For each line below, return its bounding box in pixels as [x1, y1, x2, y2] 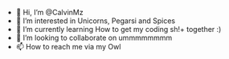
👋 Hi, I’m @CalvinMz [15, 8, 84, 17]
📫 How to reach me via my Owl [15, 42, 121, 51]
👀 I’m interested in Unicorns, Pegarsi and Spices [15, 16, 176, 26]
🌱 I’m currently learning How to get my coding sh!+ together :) [15, 25, 222, 33]
